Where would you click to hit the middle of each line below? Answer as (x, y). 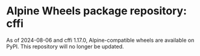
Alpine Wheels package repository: (97, 11)
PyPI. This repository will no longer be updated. (65, 46)
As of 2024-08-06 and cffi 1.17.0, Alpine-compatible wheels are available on (100, 40)
